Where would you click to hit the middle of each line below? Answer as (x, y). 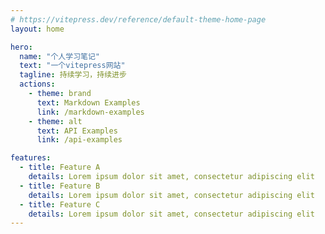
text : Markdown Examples (88, 102)
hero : (21, 47)
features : (31, 158)
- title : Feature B (60, 186)
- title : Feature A (60, 167)
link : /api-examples (79, 140)
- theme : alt (55, 121)
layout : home (37, 29)
